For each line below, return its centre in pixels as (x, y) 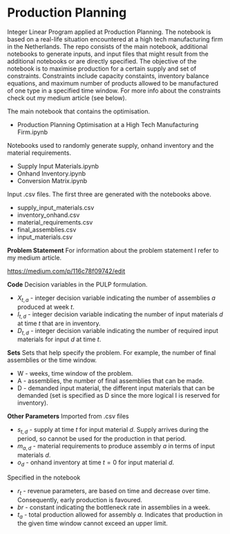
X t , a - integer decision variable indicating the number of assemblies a (116, 298)
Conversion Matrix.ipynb (52, 180)
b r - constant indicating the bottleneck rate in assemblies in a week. (114, 507)
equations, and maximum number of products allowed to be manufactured (113, 83)
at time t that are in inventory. (59, 323)
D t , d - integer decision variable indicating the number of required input (118, 331)
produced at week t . (46, 307)
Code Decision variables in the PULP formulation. (77, 284)
